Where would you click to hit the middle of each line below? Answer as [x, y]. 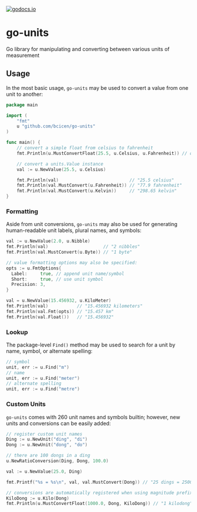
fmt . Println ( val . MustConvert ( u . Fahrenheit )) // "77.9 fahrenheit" [99, 186]
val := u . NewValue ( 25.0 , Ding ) [44, 471]
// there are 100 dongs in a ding [48, 456]
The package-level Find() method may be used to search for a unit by [91, 345]
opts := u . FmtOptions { [34, 268]
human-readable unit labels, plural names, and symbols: [74, 230]
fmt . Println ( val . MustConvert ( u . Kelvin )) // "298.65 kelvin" [97, 191]
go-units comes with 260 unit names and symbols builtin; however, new [93, 417]
